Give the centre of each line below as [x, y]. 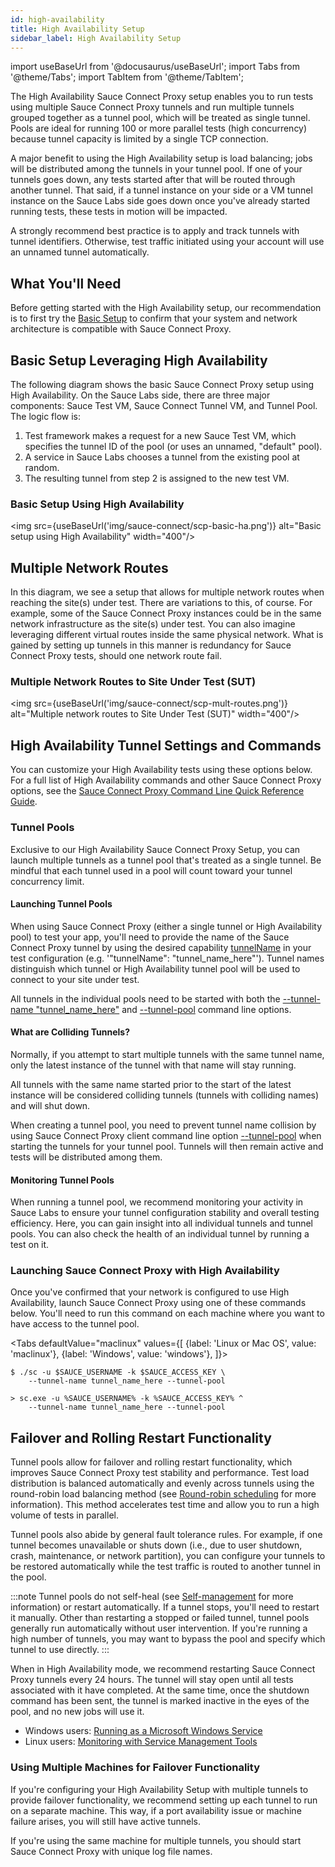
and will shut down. [50, 1105]
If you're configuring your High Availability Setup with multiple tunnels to [159, 1789]
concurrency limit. [47, 881]
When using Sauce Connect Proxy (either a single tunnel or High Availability [166, 926]
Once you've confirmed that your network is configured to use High [150, 1292]
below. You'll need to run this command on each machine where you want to [167, 1313]
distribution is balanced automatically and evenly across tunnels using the [162, 1483]
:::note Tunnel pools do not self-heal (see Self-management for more [152, 1597]
